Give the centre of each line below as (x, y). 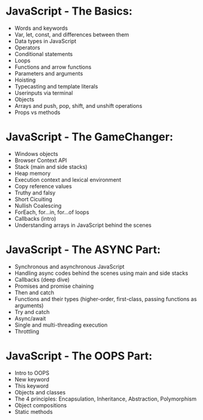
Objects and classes (40, 392)
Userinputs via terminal (44, 93)
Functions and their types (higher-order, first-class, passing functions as (106, 299)
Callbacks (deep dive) (42, 279)
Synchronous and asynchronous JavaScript (69, 266)
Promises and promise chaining (54, 286)
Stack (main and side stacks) (51, 166)
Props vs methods (37, 112)
